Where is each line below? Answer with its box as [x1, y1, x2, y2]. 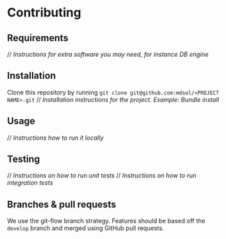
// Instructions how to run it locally [7, 134, 104, 142]
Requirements [7, 32, 68, 44]
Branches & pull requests [7, 199, 116, 210]
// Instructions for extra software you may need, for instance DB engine [7, 50, 209, 58]
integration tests [7, 179, 53, 187]
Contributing [7, 5, 81, 21]
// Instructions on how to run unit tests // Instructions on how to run [7, 171, 197, 179]
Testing [7, 153, 40, 165]
